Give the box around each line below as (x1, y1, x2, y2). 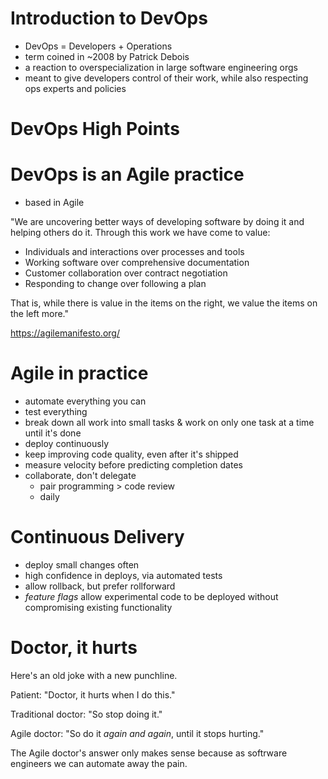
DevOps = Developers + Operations (24, 40, 173, 52)
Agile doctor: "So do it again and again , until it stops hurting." (10, 727, 265, 739)
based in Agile (24, 197, 85, 209)
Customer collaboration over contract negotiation (24, 267, 228, 279)
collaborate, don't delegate (24, 470, 137, 481)
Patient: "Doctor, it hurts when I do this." (10, 688, 176, 701)
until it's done (24, 427, 82, 439)
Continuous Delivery (10, 526, 185, 549)
